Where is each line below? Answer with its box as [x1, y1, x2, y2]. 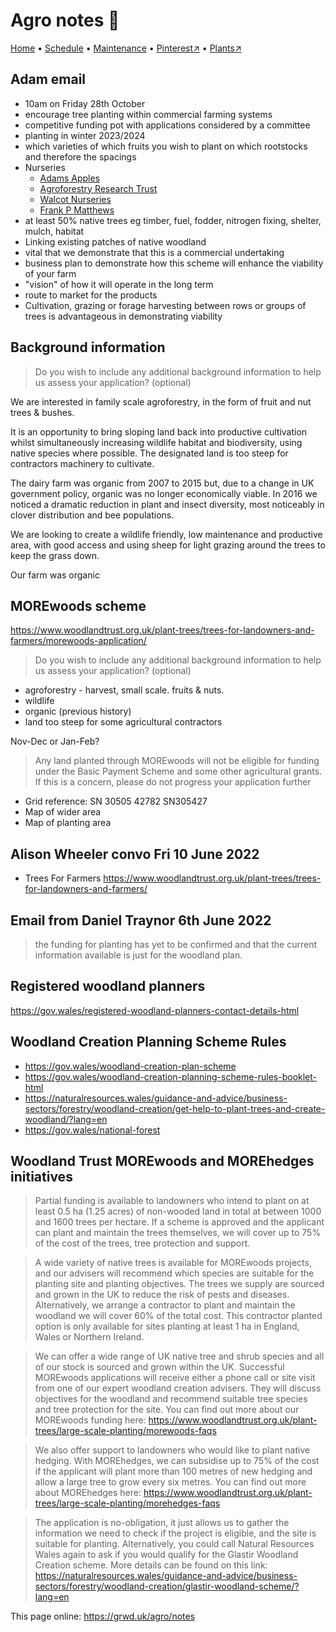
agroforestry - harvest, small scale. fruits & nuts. [24, 684, 225, 696]
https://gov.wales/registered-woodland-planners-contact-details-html [10, 1004, 300, 1016]
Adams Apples [39, 172, 101, 184]
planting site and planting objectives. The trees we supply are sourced [34, 1278, 325, 1290]
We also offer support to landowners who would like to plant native [34, 1444, 311, 1456]
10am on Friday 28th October [24, 97, 146, 109]
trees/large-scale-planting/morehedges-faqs [34, 1497, 221, 1509]
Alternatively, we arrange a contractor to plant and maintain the [34, 1299, 296, 1311]
